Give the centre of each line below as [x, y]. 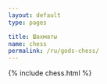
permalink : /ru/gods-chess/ [54, 51]
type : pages [27, 23]
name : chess [27, 44]
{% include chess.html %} [50, 73]
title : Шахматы [33, 37]
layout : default [34, 15]
